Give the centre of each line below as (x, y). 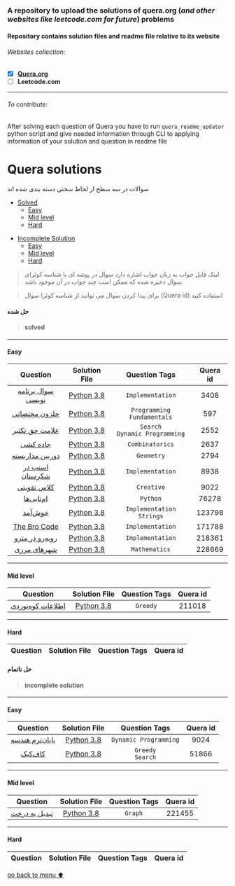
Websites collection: (36, 52)
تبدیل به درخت (32, 813)
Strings (151, 516)
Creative (151, 487)
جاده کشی (36, 444)
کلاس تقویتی (36, 487)
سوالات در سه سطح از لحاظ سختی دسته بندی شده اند (78, 188)
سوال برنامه (36, 391)
